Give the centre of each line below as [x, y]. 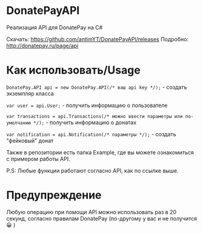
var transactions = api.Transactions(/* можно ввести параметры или [95, 116]
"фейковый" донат [30, 140]
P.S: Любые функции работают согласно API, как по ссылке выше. [92, 170]
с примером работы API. [38, 159]
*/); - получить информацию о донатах [85, 122]
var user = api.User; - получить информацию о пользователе [87, 105]
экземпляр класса [30, 93]
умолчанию [19, 123]
